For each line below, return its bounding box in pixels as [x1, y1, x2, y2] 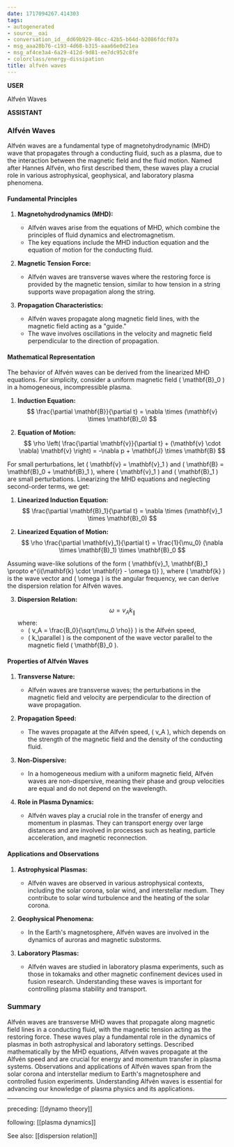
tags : [7, 17, 23, 24]
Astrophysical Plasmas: [17, 865, 88, 874]
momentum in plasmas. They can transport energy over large [27, 819, 204, 827]
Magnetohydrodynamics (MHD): [17, 210, 114, 218]
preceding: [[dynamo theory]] [7, 1104, 93, 1113]
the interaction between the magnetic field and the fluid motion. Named [7, 156, 212, 165]
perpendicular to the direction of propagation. [27, 337, 159, 345]
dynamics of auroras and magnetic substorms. [27, 935, 162, 943]
